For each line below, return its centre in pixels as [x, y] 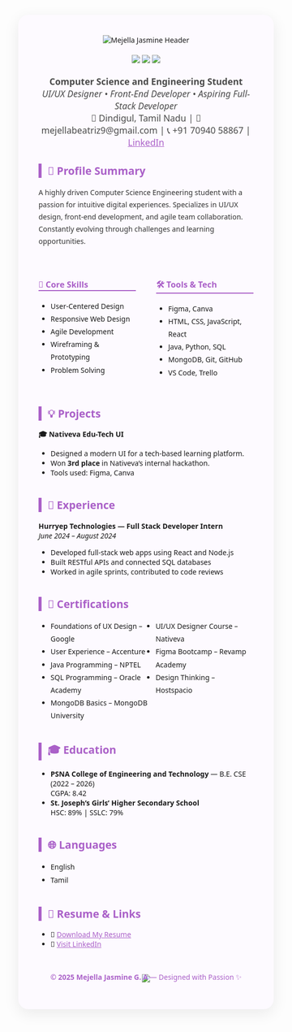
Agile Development [82, 332]
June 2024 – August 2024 [77, 536]
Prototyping [70, 357]
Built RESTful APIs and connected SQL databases [131, 562]
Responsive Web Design [90, 319]
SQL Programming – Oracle [95, 677]
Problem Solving [77, 370]
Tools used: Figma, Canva [92, 473]
